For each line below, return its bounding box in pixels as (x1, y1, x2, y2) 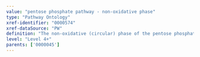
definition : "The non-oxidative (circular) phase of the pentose (6, 31, 171, 37)
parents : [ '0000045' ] (6, 42, 60, 48)
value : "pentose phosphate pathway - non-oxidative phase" (6, 8, 156, 15)
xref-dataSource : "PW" (6, 25, 62, 31)
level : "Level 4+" (6, 36, 52, 42)
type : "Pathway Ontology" (6, 14, 70, 20)
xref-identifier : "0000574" (6, 20, 76, 26)
